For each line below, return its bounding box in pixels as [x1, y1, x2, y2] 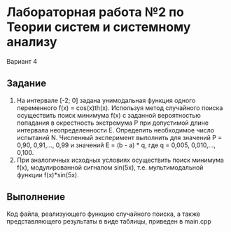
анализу [6, 34, 57, 50]
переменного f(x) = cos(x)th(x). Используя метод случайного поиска [16, 103, 223, 112]
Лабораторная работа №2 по [6, 4, 185, 20]
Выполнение [6, 191, 66, 203]
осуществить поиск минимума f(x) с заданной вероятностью [16, 111, 201, 119]
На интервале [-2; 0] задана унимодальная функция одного [16, 96, 196, 104]
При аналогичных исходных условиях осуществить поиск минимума [16, 156, 225, 164]
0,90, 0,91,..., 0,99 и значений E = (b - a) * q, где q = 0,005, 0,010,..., [16, 141, 216, 149]
